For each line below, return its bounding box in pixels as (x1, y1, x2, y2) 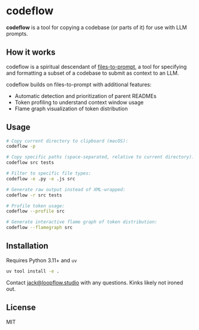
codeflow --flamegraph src (6, 224, 73, 231)
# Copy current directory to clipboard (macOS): (6, 138, 129, 144)
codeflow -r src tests (6, 192, 62, 198)
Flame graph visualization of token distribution (14, 105, 129, 112)
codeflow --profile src (6, 208, 65, 214)
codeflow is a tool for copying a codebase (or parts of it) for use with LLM (6, 24, 187, 31)
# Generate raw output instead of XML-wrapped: (6, 186, 126, 192)
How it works (6, 47, 56, 58)
